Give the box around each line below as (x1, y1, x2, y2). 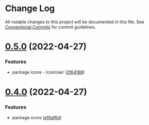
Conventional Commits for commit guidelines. (5, 24, 96, 30)
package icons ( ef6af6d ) (12, 114, 62, 120)
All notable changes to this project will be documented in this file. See (5, 19, 145, 25)
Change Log (5, 3, 55, 14)
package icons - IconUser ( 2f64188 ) (12, 69, 85, 75)
